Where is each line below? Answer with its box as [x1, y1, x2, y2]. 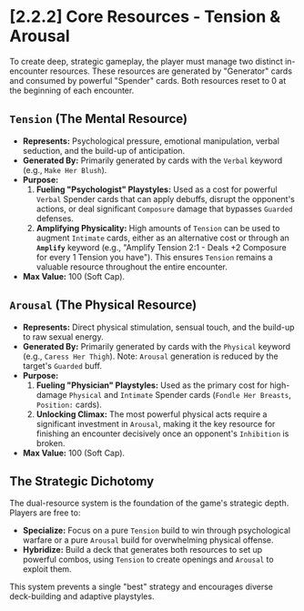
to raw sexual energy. [22, 331, 104, 342]
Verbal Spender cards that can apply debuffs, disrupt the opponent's [35, 193, 296, 204]
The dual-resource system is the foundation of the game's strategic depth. [9, 498, 289, 509]
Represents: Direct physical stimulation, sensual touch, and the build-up [22, 321, 295, 332]
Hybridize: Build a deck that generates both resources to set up [22, 545, 263, 555]
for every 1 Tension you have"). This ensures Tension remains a [35, 251, 273, 262]
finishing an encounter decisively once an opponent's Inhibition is [35, 428, 289, 439]
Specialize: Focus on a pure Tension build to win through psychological [22, 525, 291, 536]
